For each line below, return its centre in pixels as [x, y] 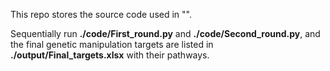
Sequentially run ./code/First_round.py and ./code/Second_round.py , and [165, 33]
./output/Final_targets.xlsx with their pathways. [110, 55]
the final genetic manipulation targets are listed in [112, 44]
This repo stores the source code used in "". [101, 14]
